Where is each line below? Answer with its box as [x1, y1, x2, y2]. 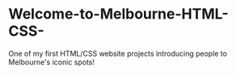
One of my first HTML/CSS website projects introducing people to [8, 48, 228, 58]
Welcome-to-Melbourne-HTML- [8, 5, 229, 23]
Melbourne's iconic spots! [8, 57, 95, 67]
